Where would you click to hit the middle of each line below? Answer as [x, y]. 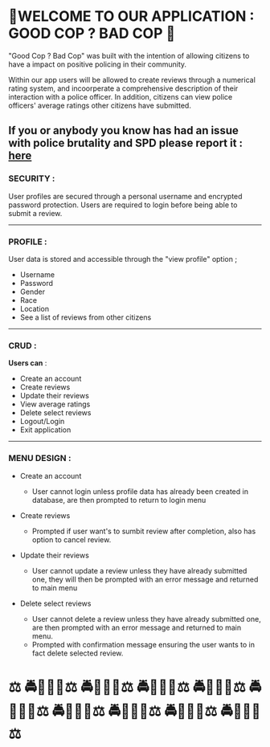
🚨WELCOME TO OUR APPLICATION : [131, 16]
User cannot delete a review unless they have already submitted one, [146, 618]
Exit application [45, 430]
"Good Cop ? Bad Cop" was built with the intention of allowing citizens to [129, 55]
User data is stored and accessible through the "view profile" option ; [123, 259]
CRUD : [22, 345]
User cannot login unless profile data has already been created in [140, 491]
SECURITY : [32, 178]
